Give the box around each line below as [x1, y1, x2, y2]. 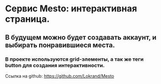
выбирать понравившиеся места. [5, 41, 115, 49]
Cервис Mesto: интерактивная [5, 3, 137, 14]
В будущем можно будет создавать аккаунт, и [5, 33, 157, 42]
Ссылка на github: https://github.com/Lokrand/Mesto [5, 73, 115, 79]
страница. [5, 13, 50, 25]
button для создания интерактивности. [5, 62, 105, 69]
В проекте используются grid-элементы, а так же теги [5, 55, 144, 62]
